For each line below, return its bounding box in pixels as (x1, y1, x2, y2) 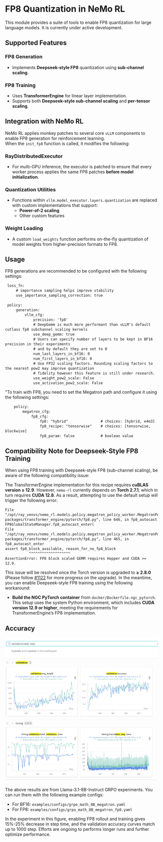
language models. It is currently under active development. (5, 24, 123, 30)
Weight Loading (5, 225, 43, 232)
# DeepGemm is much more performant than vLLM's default (33, 322, 151, 327)
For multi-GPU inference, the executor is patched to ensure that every (12, 164, 152, 170)
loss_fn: (7, 283, 25, 288)
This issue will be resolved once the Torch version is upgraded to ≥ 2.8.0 (5, 569, 151, 575)
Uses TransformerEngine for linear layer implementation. (12, 92, 127, 98)
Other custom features (19, 213, 65, 219)
